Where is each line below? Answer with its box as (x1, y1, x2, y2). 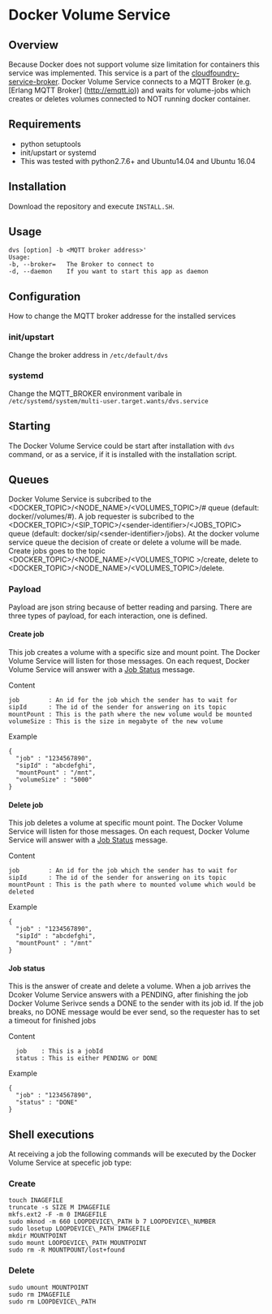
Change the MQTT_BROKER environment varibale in (8, 388, 183, 399)
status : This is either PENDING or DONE (15, 1054, 158, 1062)
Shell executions (8, 1127, 95, 1141)
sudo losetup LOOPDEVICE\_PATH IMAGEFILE (8, 1225, 151, 1233)
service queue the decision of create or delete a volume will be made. (8, 537, 242, 547)
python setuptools (19, 139, 81, 149)
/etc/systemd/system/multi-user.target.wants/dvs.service (8, 397, 209, 405)
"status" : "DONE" (15, 1098, 79, 1107)
